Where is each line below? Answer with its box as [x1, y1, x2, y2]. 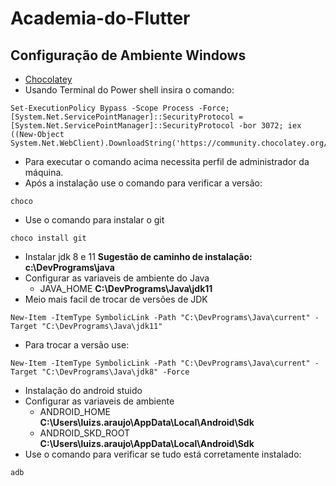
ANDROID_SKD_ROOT [39, 427, 131, 439]
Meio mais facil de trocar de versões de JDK [24, 293, 208, 305]
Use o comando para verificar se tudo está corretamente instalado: [24, 448, 302, 460]
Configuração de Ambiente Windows [10, 47, 247, 64]
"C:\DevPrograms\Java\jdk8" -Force [41, 367, 190, 377]
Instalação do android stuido [24, 385, 143, 396]
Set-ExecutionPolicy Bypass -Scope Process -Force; [10, 103, 230, 113]
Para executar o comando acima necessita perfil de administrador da [24, 156, 310, 167]
